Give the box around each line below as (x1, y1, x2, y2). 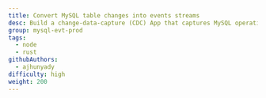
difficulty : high (8, 70, 66, 78)
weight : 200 (8, 77, 47, 85)
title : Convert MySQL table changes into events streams (8, 11, 200, 20)
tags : (8, 33, 26, 42)
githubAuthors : (8, 56, 59, 64)
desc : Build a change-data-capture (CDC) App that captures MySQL (8, 19, 232, 27)
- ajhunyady (15, 63, 55, 71)
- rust (15, 48, 37, 56)
